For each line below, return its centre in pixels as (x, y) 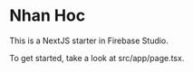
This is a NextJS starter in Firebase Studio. (89, 40)
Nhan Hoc (48, 16)
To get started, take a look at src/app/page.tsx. (97, 58)
